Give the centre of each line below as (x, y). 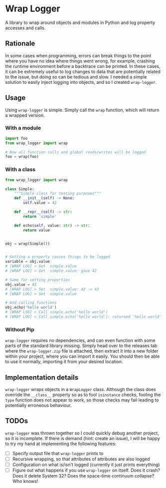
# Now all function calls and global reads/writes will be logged (76, 152)
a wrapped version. (25, 115)
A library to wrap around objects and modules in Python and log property (80, 22)
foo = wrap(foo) (22, 157)
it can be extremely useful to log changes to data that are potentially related (83, 71)
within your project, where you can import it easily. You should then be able (83, 356)
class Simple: (20, 189)
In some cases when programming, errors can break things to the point (78, 55)
